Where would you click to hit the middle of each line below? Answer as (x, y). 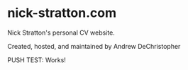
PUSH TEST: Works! (37, 60)
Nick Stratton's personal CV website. (61, 33)
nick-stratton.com (62, 13)
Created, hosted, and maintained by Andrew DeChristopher (94, 46)
